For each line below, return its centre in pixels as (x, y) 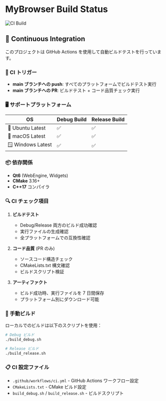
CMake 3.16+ (26, 181)
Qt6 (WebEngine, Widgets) (40, 175)
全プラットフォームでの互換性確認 (55, 238)
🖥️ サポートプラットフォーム (38, 105)
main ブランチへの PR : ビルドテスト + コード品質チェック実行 (76, 90)
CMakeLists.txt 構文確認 (45, 265)
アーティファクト (30, 282)
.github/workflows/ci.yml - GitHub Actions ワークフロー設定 (75, 381)
